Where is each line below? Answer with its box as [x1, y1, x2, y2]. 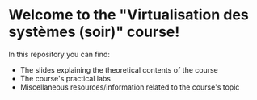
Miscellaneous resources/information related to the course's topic [19, 82, 240, 92]
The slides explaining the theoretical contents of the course [19, 65, 218, 74]
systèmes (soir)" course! [8, 23, 180, 41]
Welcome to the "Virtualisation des [8, 6, 249, 24]
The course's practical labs [19, 73, 112, 83]
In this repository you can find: [8, 49, 111, 59]
